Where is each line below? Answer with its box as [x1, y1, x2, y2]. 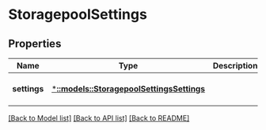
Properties [8, 37, 62, 50]
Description [212, 61, 258, 71]
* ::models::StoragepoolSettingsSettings [51, 84, 206, 94]
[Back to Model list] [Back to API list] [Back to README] [8, 113, 190, 123]
